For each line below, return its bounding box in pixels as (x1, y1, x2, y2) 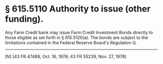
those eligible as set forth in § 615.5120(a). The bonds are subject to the (5, 35, 148, 40)
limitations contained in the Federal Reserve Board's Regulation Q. (5, 39, 137, 45)
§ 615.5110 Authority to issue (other (5, 3, 151, 14)
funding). (5, 13, 44, 25)
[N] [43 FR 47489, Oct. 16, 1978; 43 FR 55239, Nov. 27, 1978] (5, 53, 127, 59)
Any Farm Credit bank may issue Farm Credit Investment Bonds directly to (5, 29, 153, 35)
